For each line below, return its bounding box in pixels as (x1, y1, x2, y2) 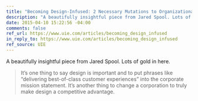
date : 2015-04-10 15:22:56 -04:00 (6, 19, 91, 25)
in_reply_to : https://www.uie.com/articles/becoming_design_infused (6, 36, 178, 42)
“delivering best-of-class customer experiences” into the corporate (20, 75, 184, 83)
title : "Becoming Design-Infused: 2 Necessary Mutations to (6, 8, 157, 15)
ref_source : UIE (6, 42, 46, 48)
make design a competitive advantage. (20, 88, 115, 95)
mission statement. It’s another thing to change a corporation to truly (20, 82, 187, 89)
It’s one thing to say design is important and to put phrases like (20, 69, 173, 76)
